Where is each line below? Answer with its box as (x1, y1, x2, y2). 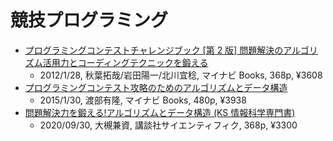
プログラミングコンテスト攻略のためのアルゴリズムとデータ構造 (24, 81, 288, 93)
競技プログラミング (10, 9, 169, 32)
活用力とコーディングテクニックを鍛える (42, 56, 209, 68)
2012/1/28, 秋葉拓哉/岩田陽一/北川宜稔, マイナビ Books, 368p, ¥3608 (39, 69, 323, 81)
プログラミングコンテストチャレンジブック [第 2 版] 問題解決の (24, 44, 284, 56)
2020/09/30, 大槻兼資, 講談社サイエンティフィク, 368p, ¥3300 (39, 119, 298, 131)
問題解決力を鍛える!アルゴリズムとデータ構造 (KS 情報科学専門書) (24, 106, 296, 118)
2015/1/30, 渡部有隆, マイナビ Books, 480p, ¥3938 (39, 94, 247, 106)
